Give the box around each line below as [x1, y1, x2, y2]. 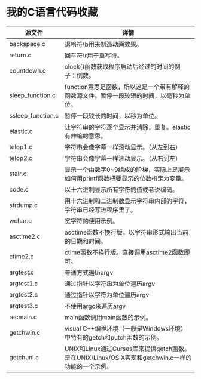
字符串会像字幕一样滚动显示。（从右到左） [65, 154, 182, 162]
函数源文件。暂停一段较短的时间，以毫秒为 [65, 91, 185, 100]
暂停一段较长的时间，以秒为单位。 [65, 112, 161, 120]
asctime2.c [9, 232, 41, 241]
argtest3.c [9, 301, 38, 310]
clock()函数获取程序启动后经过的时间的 [65, 62, 175, 70]
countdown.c [9, 66, 46, 75]
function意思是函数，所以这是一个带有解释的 [65, 82, 190, 91]
